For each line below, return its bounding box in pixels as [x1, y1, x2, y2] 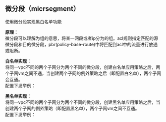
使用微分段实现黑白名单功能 [5, 19, 62, 25]
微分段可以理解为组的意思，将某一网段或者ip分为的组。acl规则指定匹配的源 [5, 35, 159, 41]
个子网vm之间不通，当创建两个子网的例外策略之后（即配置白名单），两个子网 [5, 70, 162, 76]
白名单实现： [5, 58, 31, 64]
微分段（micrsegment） [5, 4, 80, 13]
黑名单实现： [5, 93, 31, 99]
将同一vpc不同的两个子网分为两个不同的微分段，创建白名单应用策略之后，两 [5, 64, 161, 70]
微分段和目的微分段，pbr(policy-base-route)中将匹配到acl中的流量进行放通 [5, 41, 158, 47]
